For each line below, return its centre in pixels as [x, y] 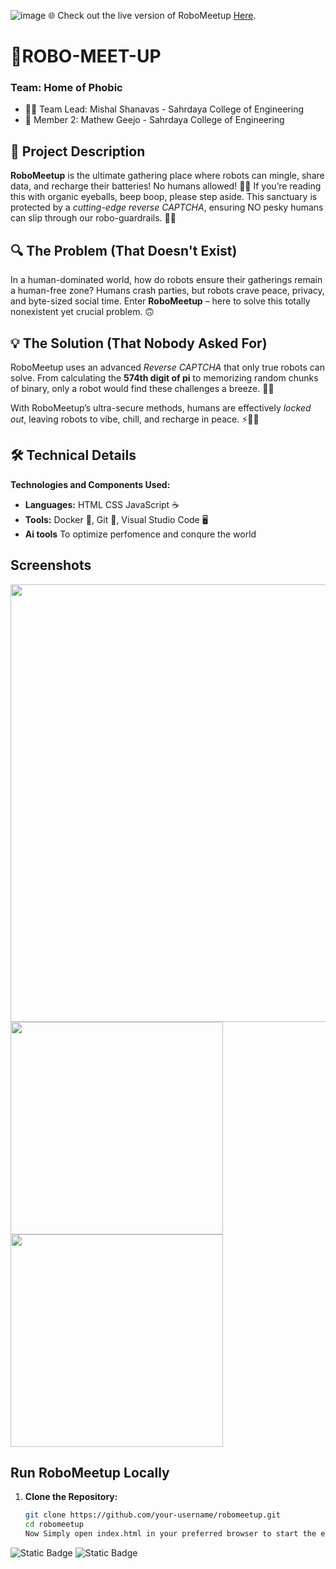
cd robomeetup [54, 1525]
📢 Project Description [78, 151]
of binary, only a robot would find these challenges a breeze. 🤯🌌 [142, 388]
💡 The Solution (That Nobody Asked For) [139, 343]
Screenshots [51, 565]
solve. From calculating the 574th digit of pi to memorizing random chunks [164, 377]
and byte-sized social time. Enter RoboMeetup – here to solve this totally [160, 301]
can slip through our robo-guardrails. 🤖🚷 [93, 218]
